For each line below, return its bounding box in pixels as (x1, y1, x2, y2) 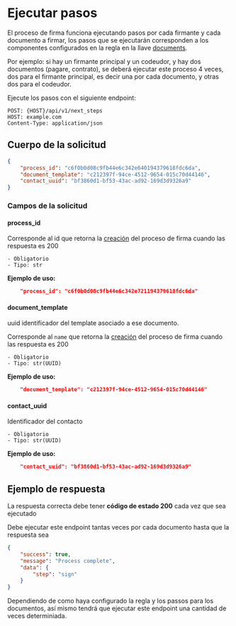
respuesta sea (7, 530, 49, 540)
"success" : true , (20, 551, 72, 558)
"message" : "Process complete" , (20, 557, 116, 564)
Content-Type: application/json (7, 119, 103, 127)
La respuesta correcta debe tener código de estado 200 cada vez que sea (7, 502, 226, 510)
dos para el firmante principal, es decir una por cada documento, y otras (7, 72, 220, 81)
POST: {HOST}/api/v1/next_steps (7, 107, 103, 114)
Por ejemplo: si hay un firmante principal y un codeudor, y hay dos (7, 57, 201, 65)
